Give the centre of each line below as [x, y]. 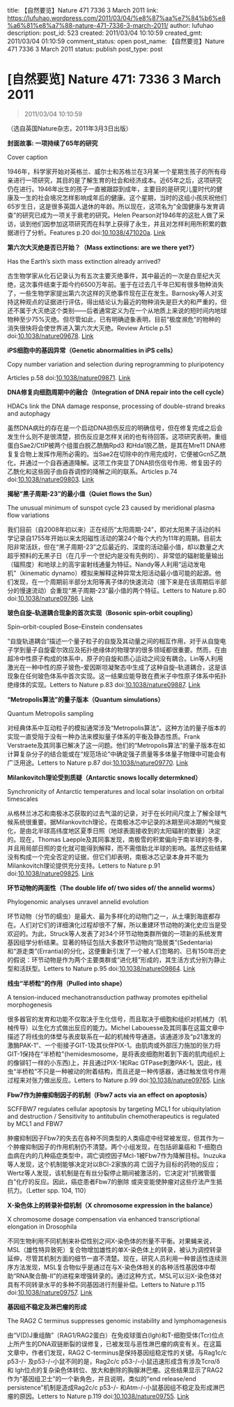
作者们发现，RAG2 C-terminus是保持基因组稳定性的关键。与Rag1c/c [129, 1353]
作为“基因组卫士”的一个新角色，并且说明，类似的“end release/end [102, 1378]
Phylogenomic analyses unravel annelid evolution [78, 901]
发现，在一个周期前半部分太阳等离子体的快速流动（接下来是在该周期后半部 [120, 582]
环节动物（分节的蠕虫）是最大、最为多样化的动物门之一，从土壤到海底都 [111, 916]
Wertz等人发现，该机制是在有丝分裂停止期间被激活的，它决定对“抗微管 [109, 1173]
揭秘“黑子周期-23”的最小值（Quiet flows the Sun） [81, 493]
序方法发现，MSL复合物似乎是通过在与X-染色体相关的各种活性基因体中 [109, 1267]
